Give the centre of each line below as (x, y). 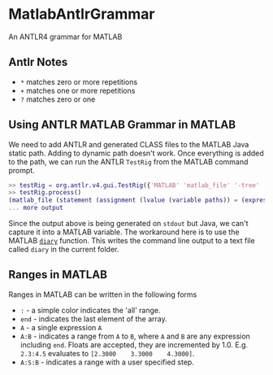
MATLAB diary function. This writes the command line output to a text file (132, 241)
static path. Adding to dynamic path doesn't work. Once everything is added (136, 153)
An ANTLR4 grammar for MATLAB (65, 37)
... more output (36, 208)
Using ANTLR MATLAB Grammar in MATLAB (122, 125)
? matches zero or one (58, 99)
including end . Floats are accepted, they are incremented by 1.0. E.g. (134, 344)
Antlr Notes (38, 62)
